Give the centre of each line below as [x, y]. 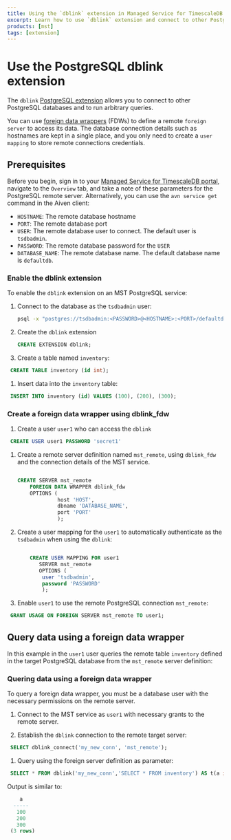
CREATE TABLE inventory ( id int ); [59, 371]
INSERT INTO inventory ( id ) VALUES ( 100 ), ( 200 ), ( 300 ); [93, 396]
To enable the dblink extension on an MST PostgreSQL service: [97, 293]
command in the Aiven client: [48, 203]
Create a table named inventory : [63, 358]
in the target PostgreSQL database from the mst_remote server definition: [110, 661]
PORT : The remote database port [62, 224]
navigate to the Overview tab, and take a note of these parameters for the [110, 189]
